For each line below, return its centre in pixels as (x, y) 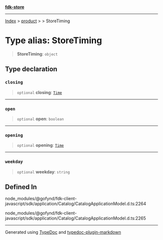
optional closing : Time (39, 92)
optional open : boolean (40, 119)
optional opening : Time (40, 145)
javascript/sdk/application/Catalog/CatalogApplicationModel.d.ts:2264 (76, 204)
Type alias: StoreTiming (54, 40)
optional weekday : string (43, 172)
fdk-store (15, 7)
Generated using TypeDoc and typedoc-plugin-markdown (63, 232)
